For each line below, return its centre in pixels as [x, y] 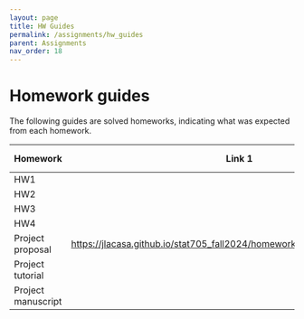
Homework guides [80, 96]
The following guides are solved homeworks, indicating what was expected [150, 121]
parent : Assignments [48, 43]
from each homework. [51, 131]
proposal [33, 249]
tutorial [29, 276]
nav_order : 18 [36, 52]
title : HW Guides [42, 26]
